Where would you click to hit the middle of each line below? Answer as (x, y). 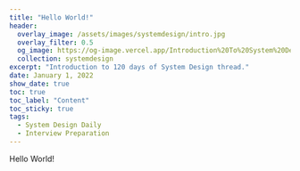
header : (24, 26)
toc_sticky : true (42, 109)
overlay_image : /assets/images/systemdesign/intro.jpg (121, 34)
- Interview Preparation (63, 134)
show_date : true (39, 84)
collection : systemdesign (66, 59)
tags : (19, 117)
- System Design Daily (59, 126)
